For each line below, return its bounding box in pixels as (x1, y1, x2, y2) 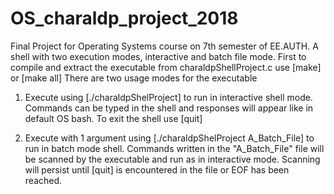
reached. (24, 174, 63, 186)
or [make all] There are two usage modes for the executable (10, 72, 258, 84)
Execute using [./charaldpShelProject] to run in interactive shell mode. (24, 91, 313, 103)
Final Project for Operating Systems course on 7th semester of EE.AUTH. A (10, 40, 319, 52)
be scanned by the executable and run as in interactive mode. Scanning (24, 153, 321, 165)
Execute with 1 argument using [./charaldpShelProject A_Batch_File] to (24, 132, 315, 144)
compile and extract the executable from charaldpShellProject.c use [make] (10, 61, 322, 73)
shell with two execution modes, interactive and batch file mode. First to (10, 50, 307, 62)
